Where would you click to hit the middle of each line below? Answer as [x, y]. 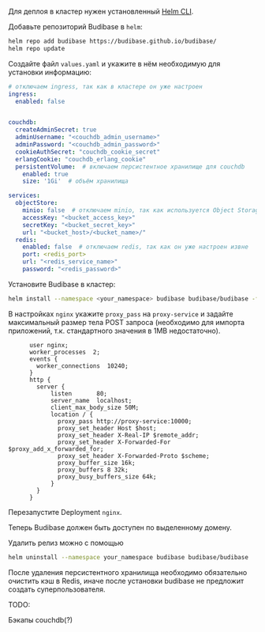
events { [43, 359]
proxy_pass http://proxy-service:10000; [125, 421]
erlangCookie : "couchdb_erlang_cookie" [81, 159]
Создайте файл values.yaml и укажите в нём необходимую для [114, 63]
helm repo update [37, 48]
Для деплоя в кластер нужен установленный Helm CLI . [101, 11]
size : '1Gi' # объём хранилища [75, 181]
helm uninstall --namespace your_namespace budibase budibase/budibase [128, 557]
